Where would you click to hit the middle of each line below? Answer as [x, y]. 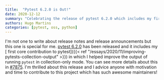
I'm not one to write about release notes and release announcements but [78, 41]
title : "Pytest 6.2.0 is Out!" [38, 9]
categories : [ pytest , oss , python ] [41, 28]
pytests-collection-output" [32, 57]
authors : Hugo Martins [28, 23]
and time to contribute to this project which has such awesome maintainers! [81, 72]
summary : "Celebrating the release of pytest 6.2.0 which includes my [78, 18]
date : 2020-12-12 [23, 14]
